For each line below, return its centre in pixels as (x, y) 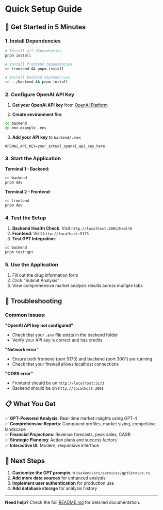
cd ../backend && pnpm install (37, 82)
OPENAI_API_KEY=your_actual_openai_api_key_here (55, 146)
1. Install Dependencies (33, 41)
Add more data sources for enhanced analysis (59, 478)
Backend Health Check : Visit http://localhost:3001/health (72, 228)
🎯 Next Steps (25, 461)
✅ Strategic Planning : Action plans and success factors (61, 440)
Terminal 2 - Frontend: (28, 192)
